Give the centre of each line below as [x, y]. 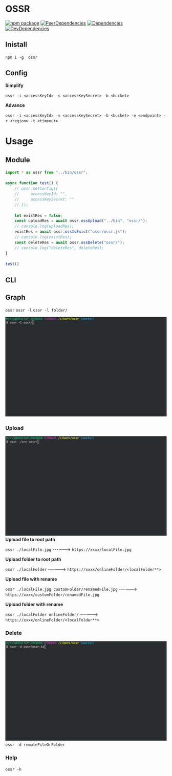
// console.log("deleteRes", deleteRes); [59, 248]
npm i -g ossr [21, 57]
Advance [15, 105]
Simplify [15, 85]
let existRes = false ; [39, 215]
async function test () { [32, 183]
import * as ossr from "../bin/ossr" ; [47, 172]
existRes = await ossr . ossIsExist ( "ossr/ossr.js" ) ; [71, 232]
